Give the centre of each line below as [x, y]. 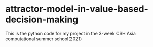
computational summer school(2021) [44, 39]
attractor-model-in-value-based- [77, 9]
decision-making [42, 20]
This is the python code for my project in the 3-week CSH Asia [70, 33]
